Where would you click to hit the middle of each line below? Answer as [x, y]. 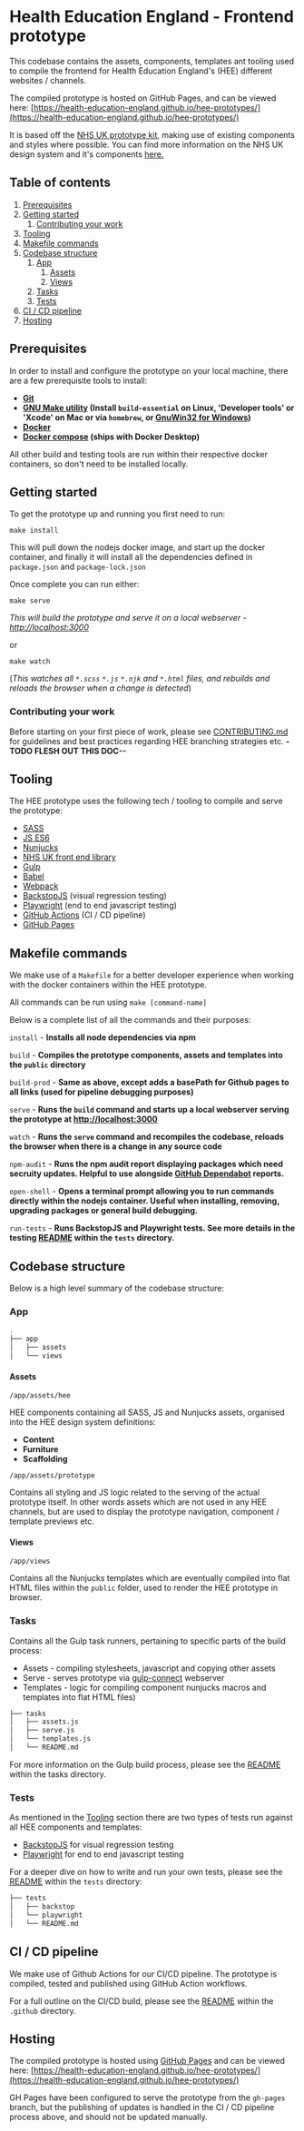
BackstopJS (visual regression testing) [95, 896]
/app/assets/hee [40, 1396]
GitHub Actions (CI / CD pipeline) [84, 915]
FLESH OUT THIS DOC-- [80, 751]
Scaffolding [45, 1459]
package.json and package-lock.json [78, 567]
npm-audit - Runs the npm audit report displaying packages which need [147, 1164]
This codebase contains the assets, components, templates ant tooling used [152, 61]
